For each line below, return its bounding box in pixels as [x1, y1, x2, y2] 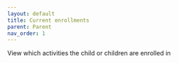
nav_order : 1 [7, 29, 46, 37]
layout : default [7, 10, 55, 17]
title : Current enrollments [7, 17, 90, 24]
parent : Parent [7, 23, 52, 30]
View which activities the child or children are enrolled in [7, 49, 171, 57]
